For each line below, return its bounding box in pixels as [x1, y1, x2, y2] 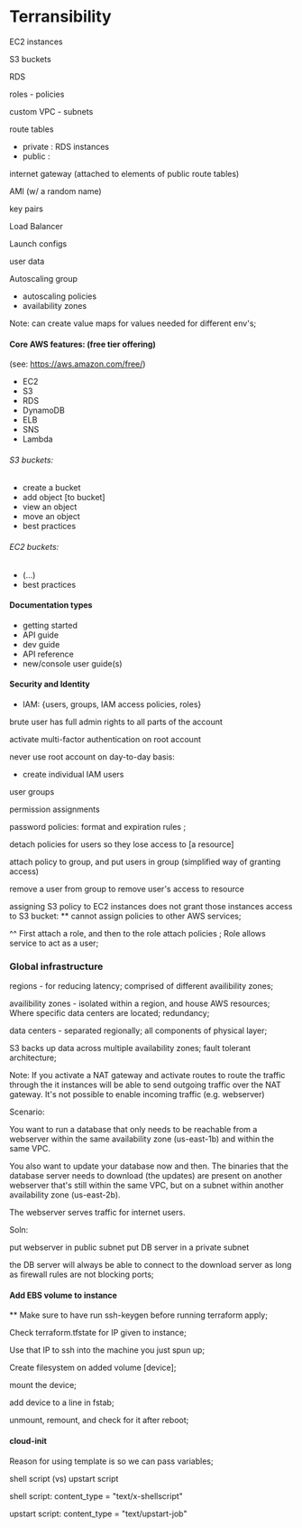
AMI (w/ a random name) [9, 185, 102, 196]
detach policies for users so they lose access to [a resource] [9, 838, 234, 850]
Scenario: [9, 1106, 45, 1117]
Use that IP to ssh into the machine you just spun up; [9, 1345, 206, 1356]
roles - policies [9, 89, 65, 99]
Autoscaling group [9, 273, 78, 284]
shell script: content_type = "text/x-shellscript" [9, 1490, 183, 1501]
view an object [22, 501, 78, 512]
